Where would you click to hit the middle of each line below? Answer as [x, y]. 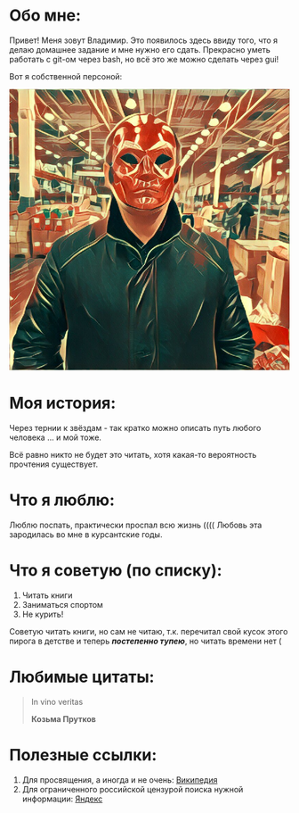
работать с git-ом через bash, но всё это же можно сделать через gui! [144, 59]
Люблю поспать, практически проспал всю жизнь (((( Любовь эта [136, 525]
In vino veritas [57, 701]
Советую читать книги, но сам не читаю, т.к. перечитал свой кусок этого [149, 631]
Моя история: [63, 403]
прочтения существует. [54, 464]
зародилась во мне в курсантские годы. [86, 534]
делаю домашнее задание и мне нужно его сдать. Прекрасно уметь [140, 49]
